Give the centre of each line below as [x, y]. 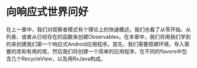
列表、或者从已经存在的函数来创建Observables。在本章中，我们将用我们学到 [98, 36]
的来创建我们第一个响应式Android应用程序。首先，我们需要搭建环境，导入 [95, 44]
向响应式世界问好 [47, 12]
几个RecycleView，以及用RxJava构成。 [58, 59]
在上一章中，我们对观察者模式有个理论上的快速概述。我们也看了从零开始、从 [98, 29]
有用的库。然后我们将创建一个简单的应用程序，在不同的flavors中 [104, 51]
